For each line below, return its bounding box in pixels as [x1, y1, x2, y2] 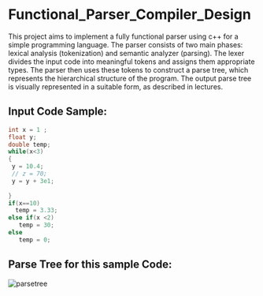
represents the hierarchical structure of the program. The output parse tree [8, 73, 252, 83]
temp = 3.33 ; [15, 207, 58, 215]
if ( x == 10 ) [8, 199, 41, 207]
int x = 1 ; [8, 126, 47, 133]
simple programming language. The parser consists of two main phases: [8, 39, 243, 49]
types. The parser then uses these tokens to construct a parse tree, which [8, 65, 249, 74]
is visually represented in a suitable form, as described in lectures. [8, 81, 223, 92]
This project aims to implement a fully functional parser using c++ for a [8, 32, 239, 41]
